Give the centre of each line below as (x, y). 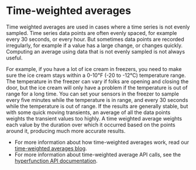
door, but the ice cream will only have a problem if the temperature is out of (97, 87)
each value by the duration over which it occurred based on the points (91, 125)
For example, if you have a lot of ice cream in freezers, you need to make (94, 69)
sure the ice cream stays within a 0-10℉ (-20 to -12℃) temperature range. (96, 75)
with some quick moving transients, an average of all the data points (88, 112)
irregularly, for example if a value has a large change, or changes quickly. (94, 45)
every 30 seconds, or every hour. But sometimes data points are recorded (95, 39)
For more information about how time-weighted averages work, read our (102, 142)
